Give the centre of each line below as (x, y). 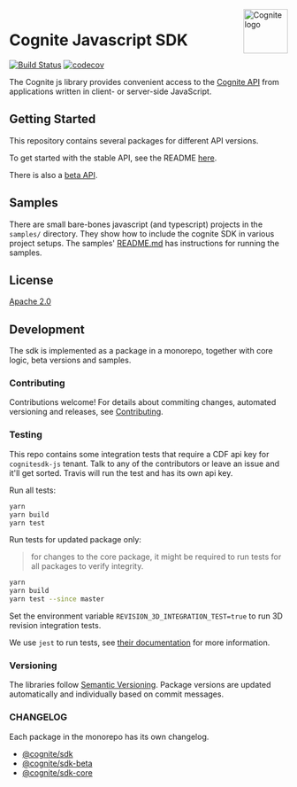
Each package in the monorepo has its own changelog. (109, 736)
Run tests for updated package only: (75, 540)
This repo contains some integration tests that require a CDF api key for (139, 454)
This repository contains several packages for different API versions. (134, 140)
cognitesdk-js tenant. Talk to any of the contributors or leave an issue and (145, 464)
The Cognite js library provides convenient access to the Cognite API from (145, 82)
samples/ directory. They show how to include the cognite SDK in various (142, 233)
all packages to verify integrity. (87, 566)
